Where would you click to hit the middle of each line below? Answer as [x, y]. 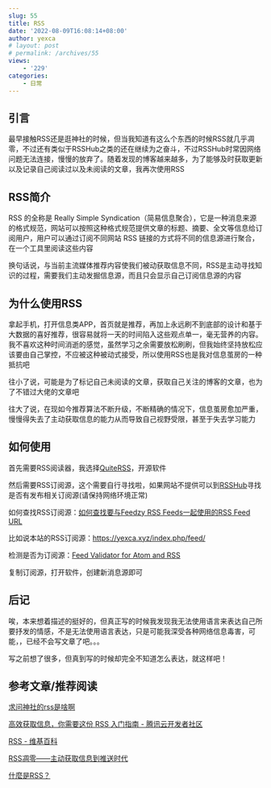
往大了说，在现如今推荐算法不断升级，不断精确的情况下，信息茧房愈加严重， [135, 409]
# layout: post [34, 46]
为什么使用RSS [46, 303]
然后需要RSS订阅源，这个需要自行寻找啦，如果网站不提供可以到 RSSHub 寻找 [135, 485]
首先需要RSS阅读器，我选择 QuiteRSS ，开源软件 [88, 468]
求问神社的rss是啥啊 [42, 707]
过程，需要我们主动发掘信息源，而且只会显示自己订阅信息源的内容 [132, 276]
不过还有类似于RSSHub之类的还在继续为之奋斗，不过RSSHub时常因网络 [142, 149]
